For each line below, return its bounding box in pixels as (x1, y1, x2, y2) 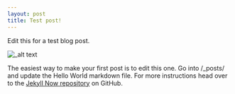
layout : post (7, 10, 46, 18)
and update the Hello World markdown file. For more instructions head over (7, 71, 228, 80)
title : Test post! (7, 17, 62, 24)
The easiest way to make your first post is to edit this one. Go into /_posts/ (7, 64, 225, 72)
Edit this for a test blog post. (7, 36, 90, 45)
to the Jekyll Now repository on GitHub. (7, 78, 123, 87)
